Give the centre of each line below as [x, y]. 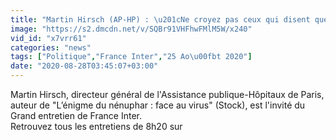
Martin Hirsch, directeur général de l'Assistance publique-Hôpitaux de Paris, [167, 94]
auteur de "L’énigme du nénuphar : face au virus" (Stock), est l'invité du [158, 105]
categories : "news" [51, 47]
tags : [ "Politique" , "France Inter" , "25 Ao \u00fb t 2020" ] [131, 57]
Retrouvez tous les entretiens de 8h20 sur [96, 126]
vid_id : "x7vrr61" [48, 38]
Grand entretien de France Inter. [76, 115]
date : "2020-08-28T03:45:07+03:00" [84, 66]
